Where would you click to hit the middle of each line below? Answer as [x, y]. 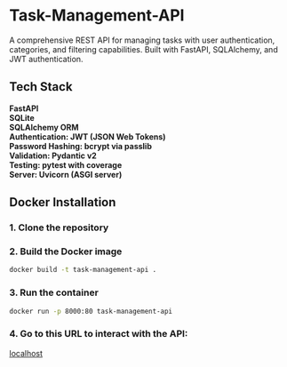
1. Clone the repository [59, 227]
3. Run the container [54, 292]
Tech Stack [41, 87]
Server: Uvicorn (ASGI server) [66, 174]
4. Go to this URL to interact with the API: [99, 334]
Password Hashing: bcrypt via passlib [81, 146]
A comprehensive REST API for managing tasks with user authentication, [142, 40]
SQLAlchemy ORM [44, 127]
